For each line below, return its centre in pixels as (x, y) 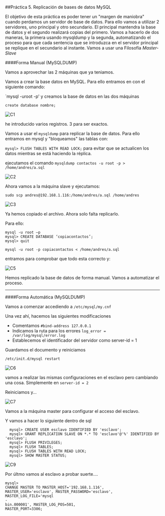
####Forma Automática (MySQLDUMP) (45, 297)
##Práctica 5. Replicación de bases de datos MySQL (58, 7)
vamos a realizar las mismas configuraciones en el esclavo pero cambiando (82, 377)
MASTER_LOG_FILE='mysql (29, 496)
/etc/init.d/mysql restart (33, 359)
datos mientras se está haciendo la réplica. (48, 153)
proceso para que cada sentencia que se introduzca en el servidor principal (82, 43)
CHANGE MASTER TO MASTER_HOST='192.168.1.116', (55, 488)
